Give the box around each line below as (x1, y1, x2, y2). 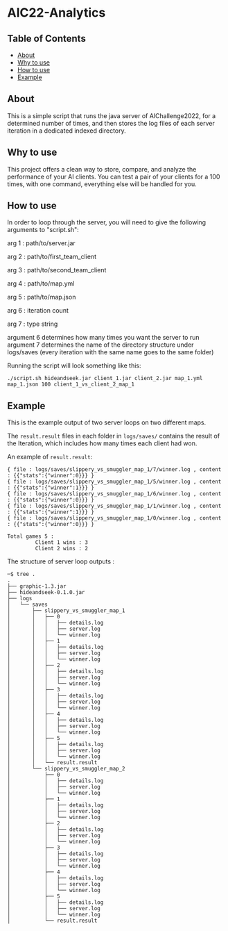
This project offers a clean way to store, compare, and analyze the (7, 165, 197, 173)
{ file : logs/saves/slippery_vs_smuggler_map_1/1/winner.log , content (7, 502, 222, 510)
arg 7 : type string (7, 320, 58, 328)
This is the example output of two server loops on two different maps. (7, 418, 207, 427)
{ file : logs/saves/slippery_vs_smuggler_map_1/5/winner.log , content (7, 478, 222, 486)
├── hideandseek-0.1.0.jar (7, 589, 85, 596)
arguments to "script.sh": (7, 226, 80, 234)
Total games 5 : (7, 533, 54, 540)
